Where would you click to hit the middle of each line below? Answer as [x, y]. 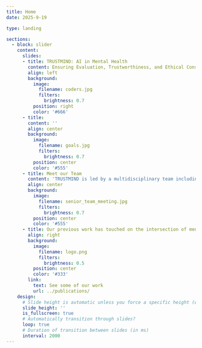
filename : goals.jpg [64, 146]
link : [35, 280]
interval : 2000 [41, 336]
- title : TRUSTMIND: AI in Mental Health [75, 61]
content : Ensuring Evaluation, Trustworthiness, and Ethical [106, 67]
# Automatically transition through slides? [79, 319]
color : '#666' [50, 112]
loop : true [36, 325]
